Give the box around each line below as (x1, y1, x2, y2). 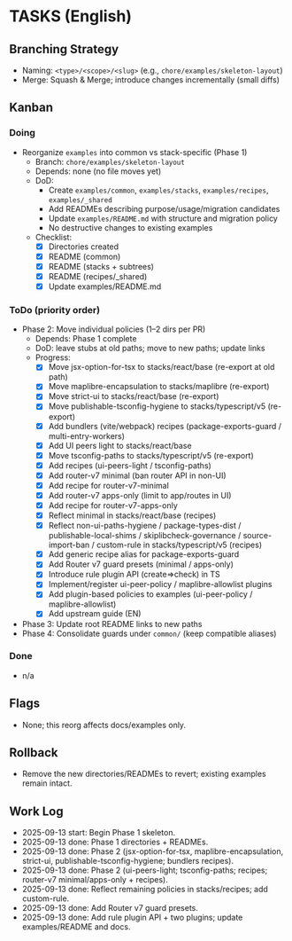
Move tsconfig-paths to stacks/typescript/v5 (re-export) (48, 450, 254, 460)
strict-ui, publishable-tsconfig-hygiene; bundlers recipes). (21, 856, 234, 867)
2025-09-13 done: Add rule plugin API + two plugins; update (21, 912, 243, 923)
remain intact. (21, 778, 73, 788)
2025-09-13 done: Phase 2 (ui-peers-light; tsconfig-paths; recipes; (21, 865, 268, 875)
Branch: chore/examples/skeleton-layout (35, 156, 186, 167)
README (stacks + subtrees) (48, 261, 155, 271)
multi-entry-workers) (48, 430, 126, 441)
